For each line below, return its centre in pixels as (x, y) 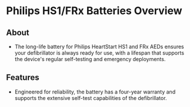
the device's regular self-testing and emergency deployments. (90, 59)
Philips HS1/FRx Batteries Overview (94, 11)
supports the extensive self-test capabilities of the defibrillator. (91, 98)
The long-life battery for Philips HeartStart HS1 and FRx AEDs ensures (99, 46)
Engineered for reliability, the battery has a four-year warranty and (95, 92)
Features (23, 78)
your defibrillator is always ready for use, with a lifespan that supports (99, 53)
